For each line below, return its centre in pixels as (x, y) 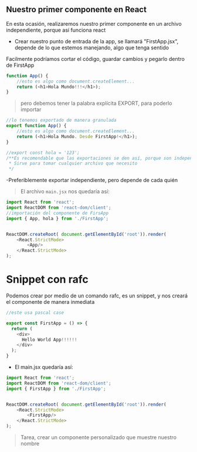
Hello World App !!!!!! (49, 340)
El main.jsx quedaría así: (44, 367)
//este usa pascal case (35, 313)
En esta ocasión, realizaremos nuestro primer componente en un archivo (94, 23)
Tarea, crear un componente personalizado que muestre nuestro (98, 437)
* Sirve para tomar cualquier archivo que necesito (73, 163)
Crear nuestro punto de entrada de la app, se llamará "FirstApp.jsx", (96, 41)
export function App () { (36, 126)
